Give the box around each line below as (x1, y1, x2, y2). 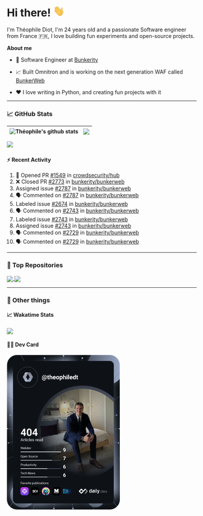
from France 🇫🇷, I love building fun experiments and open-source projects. (7, 32, 195, 39)
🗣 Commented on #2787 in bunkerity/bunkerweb (15, 192, 139, 199)
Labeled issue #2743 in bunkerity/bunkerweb (15, 216, 128, 223)
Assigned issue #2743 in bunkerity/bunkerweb (15, 222, 131, 229)
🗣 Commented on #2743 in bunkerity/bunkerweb (15, 207, 139, 214)
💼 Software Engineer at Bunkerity (15, 56, 98, 63)
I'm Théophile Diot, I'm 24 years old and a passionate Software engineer (7, 26, 187, 33)
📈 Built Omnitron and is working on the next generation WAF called (15, 68, 183, 75)
